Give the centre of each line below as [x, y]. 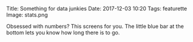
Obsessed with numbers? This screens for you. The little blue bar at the [95, 26]
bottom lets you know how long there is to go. [63, 33]
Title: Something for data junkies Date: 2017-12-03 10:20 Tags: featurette [97, 9]
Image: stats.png [27, 15]
